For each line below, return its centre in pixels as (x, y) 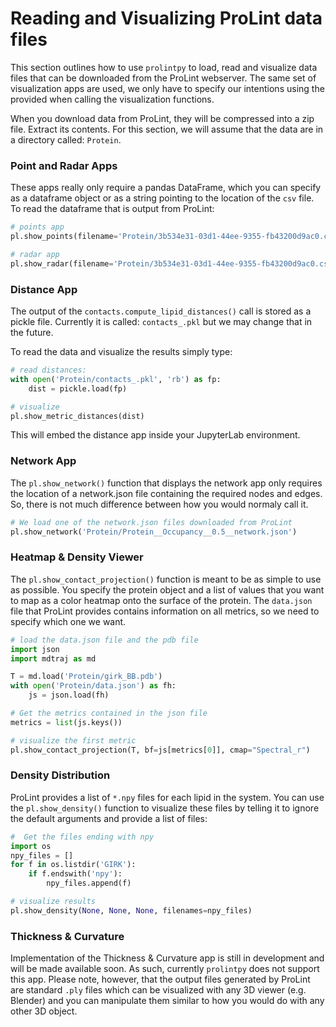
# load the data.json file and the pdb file (104, 640)
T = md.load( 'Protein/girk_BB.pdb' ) (86, 677)
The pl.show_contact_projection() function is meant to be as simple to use (166, 579)
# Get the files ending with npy (82, 837)
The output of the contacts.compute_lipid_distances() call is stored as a (161, 311)
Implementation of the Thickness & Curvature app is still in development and (167, 958)
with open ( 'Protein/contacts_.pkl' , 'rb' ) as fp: (116, 379)
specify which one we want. (68, 621)
